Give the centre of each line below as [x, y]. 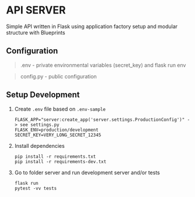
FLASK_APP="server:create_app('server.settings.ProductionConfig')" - [102, 120]
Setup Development [43, 95]
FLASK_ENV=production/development [56, 130]
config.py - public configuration [59, 76]
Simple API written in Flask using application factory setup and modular [92, 26]
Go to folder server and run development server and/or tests [87, 172]
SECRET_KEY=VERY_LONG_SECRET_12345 [58, 135]
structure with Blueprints [36, 32]
